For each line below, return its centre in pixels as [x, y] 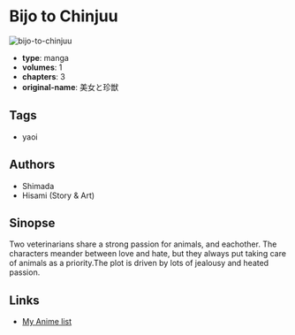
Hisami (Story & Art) [58, 195]
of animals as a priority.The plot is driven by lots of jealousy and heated [139, 263]
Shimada [38, 186]
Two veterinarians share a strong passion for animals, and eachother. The [143, 244]
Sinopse [32, 223]
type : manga [45, 57]
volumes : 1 [42, 67]
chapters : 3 [44, 76]
